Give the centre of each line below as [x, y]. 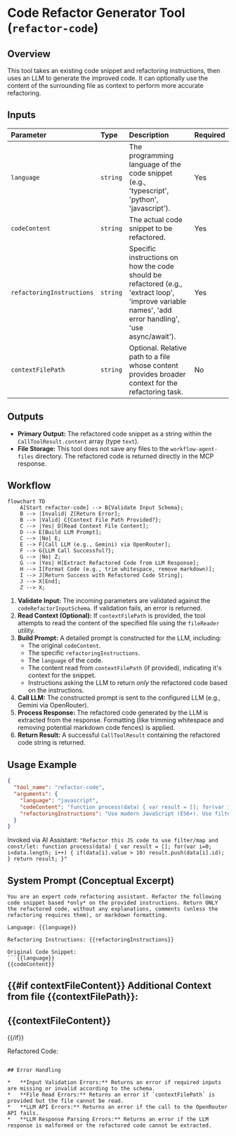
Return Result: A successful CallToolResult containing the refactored [119, 735]
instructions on [153, 257]
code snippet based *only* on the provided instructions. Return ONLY [113, 903]
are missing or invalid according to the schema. [81, 1089]
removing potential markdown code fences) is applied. [96, 728]
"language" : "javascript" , [59, 800]
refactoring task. [156, 391]
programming [151, 155]
